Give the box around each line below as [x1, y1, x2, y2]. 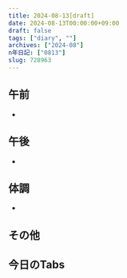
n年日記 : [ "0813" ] [8, 49, 66, 57]
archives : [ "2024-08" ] [8, 42, 84, 50]
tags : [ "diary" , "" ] [8, 34, 77, 42]
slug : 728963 [8, 57, 52, 65]
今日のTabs [8, 258, 65, 272]
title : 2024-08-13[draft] [8, 11, 94, 20]
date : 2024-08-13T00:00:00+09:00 [8, 19, 120, 27]
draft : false [8, 26, 52, 34]
